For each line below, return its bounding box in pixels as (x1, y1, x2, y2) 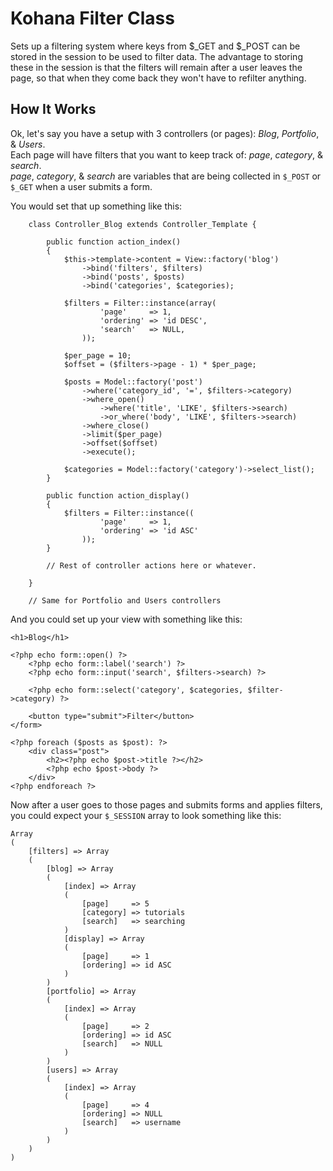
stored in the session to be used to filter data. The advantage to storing (10, 50, 303, 62)
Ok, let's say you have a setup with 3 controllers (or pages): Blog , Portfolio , (10, 127, 320, 139)
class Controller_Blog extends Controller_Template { (28, 219, 257, 229)
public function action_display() (46, 490, 190, 501)
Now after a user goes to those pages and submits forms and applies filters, (10, 798, 323, 811)
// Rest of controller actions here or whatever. (46, 560, 257, 571)
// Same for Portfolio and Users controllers (28, 595, 222, 606)
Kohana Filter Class (10, 7, 175, 30)
